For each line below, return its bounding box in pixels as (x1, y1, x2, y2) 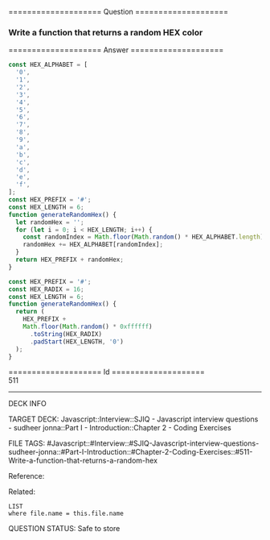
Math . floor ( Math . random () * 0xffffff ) (22, 322, 153, 331)
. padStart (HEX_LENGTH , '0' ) (29, 338, 125, 346)
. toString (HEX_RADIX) (29, 330, 103, 338)
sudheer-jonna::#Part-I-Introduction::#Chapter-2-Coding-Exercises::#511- (8, 447, 253, 457)
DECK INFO (8, 399, 47, 409)
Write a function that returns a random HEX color (8, 27, 203, 38)
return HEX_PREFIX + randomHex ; (15, 255, 125, 264)
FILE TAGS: (8, 438, 46, 448)
